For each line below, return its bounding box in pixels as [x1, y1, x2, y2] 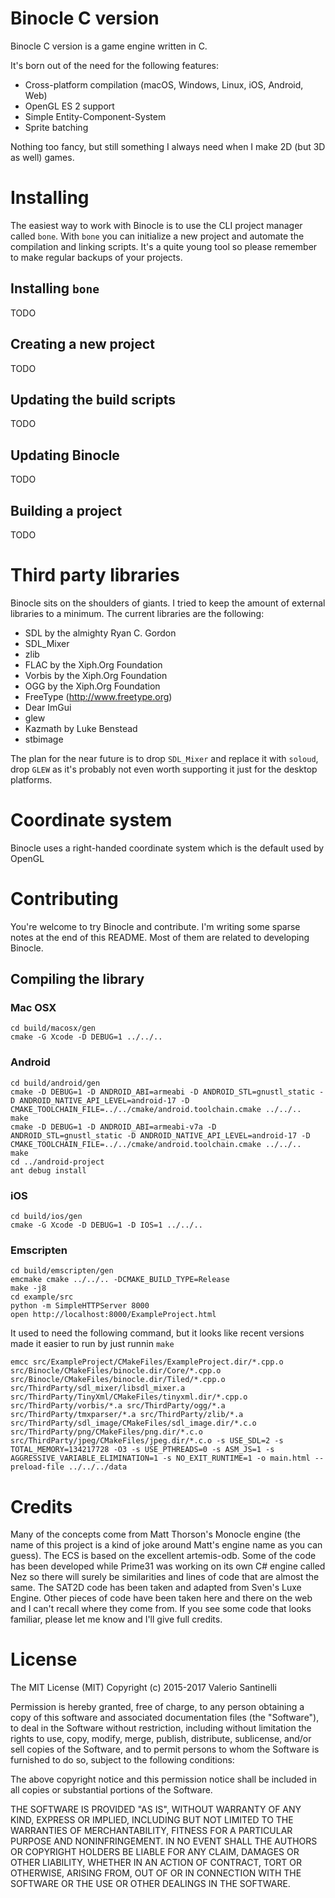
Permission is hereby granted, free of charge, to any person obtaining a [10, 1701, 305, 1713]
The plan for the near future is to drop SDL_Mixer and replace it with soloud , [10, 752, 319, 764]
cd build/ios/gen [10, 1212, 83, 1222]
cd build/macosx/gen [10, 1023, 97, 1034]
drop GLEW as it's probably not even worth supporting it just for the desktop [10, 763, 318, 775]
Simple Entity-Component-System [24, 110, 167, 122]
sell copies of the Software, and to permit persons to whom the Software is [10, 1743, 320, 1756]
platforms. [10, 773, 53, 786]
